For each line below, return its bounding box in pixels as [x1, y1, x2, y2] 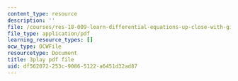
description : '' [7, 17, 55, 24]
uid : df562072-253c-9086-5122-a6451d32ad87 [7, 63, 138, 70]
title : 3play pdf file [7, 56, 74, 63]
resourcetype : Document [7, 50, 78, 57]
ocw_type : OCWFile [7, 43, 62, 50]
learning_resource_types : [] [7, 37, 93, 44]
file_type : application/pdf [7, 30, 91, 37]
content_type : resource [7, 10, 78, 18]
